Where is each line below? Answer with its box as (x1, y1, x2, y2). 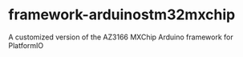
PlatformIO (8, 40, 44, 50)
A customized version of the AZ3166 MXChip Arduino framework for (8, 32, 234, 42)
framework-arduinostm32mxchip (8, 6, 236, 24)
